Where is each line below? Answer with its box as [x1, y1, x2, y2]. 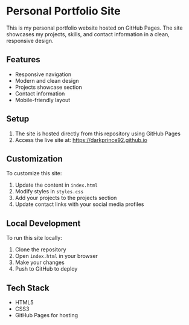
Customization [6, 153, 63, 164]
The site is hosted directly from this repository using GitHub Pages [14, 130, 181, 137]
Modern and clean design [14, 77, 80, 84]
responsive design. [6, 37, 54, 44]
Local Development [6, 218, 81, 228]
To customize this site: [6, 170, 62, 177]
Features [6, 54, 40, 65]
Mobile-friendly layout [14, 96, 71, 103]
